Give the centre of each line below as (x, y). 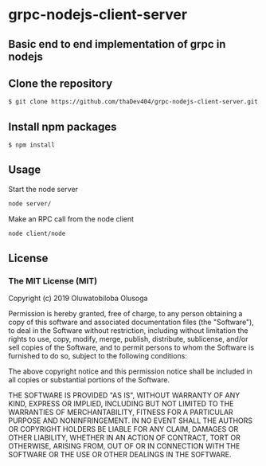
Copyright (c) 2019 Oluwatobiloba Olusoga (78, 298)
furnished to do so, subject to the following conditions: (98, 356)
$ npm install (32, 145)
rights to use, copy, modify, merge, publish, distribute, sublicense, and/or (128, 339)
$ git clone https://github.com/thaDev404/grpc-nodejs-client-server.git (133, 102)
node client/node (37, 233)
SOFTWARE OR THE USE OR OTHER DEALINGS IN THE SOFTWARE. (120, 455)
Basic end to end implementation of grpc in (117, 44)
